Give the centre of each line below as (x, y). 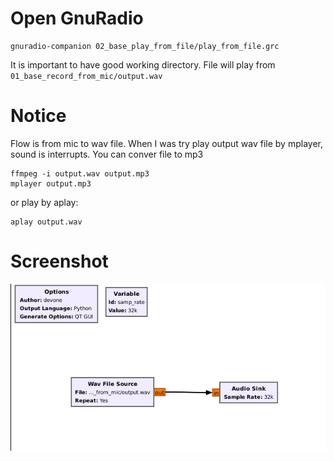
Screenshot (59, 261)
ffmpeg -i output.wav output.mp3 (80, 173)
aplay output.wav (46, 222)
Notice (38, 116)
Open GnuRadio (77, 18)
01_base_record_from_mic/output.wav (86, 76)
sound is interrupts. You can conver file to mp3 (107, 154)
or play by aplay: (44, 202)
